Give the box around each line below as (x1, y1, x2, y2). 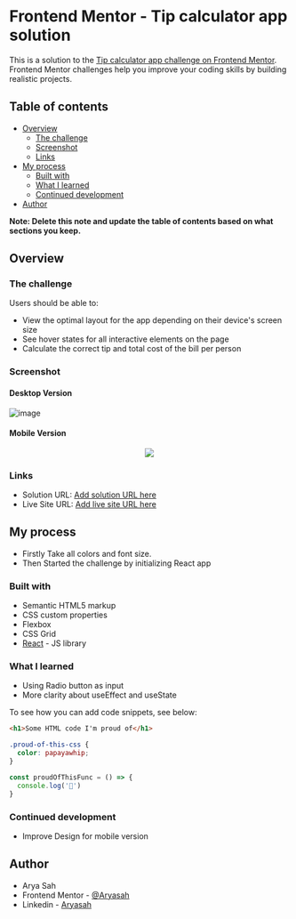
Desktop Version (9, 387, 73, 398)
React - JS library (21, 638, 87, 649)
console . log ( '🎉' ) (17, 781, 82, 790)
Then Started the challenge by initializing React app (21, 558, 212, 568)
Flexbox (21, 619, 52, 630)
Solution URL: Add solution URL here (21, 489, 157, 500)
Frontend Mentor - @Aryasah (21, 890, 131, 900)
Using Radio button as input (21, 681, 124, 691)
